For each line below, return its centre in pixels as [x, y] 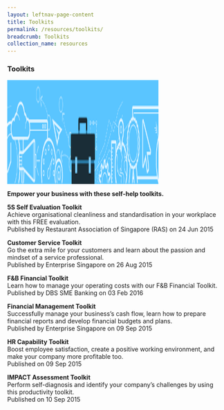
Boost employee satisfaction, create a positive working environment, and [111, 349]
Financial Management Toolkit [52, 306]
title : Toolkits [30, 22]
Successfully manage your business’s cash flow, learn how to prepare [106, 314]
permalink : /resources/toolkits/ [55, 29]
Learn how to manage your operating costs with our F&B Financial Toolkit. [112, 286]
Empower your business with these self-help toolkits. [86, 194]
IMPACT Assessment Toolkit [49, 377]
